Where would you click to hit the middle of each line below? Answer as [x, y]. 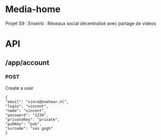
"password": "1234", [27, 115]
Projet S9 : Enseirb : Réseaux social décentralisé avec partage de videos [81, 23]
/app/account [27, 63]
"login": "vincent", [27, 106]
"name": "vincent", [26, 111]
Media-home [33, 9]
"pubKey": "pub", [24, 124]
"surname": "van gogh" [29, 128]
